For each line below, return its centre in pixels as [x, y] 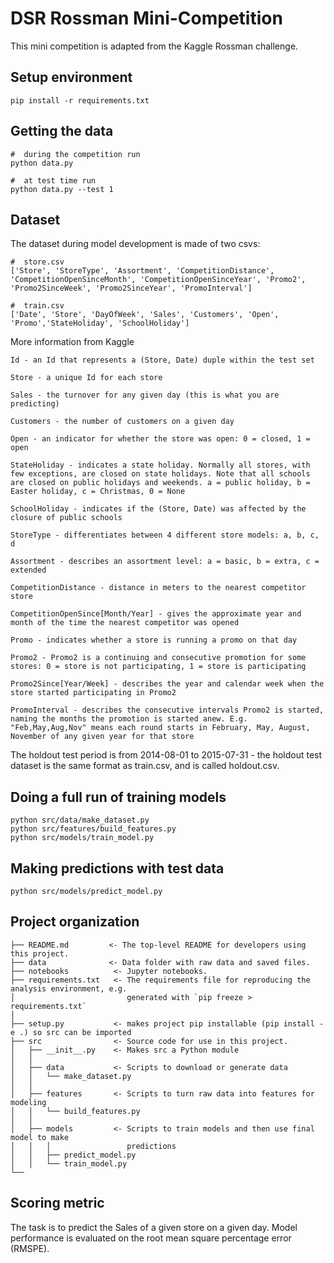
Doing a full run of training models [118, 797]
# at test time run [53, 180]
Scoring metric [57, 1203]
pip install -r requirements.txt [80, 100]
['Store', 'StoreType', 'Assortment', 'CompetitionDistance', [142, 271]
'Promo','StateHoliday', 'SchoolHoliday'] [100, 323]
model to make [40, 1137]
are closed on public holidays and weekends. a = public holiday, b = [160, 483]
